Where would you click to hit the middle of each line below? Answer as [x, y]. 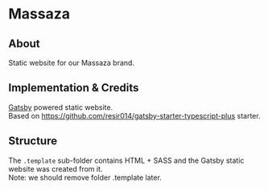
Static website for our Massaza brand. [72, 63]
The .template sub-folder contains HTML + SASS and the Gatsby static [126, 160]
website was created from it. [56, 168]
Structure [33, 141]
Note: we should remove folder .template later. [85, 177]
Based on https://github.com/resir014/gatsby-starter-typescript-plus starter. [134, 115]
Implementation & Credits [74, 88]
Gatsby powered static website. [61, 107]
